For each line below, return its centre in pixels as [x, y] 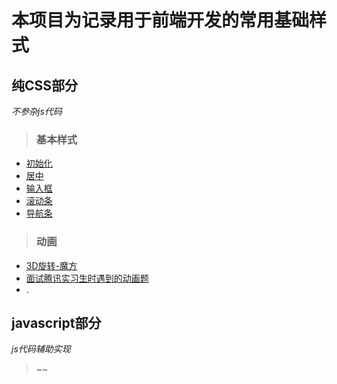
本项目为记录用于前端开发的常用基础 [160, 20]
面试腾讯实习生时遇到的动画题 [87, 278]
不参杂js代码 [37, 111]
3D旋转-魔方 [51, 265]
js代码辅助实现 [41, 349]
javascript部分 [56, 322]
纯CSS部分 [45, 85]
